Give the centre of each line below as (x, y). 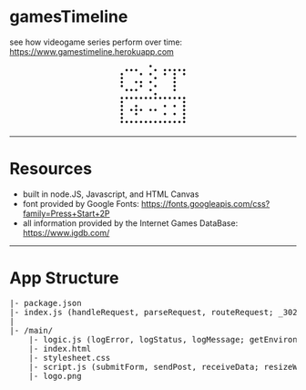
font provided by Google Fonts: (81, 203)
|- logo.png (55, 376)
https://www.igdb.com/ (66, 232)
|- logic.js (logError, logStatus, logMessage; (137, 339)
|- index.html (60, 349)
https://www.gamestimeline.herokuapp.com (92, 51)
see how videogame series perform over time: (96, 42)
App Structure (64, 278)
